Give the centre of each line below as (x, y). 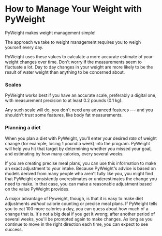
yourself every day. (24, 47)
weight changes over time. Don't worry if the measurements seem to (73, 62)
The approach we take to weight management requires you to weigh (73, 42)
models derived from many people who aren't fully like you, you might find (79, 173)
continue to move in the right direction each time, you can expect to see (77, 224)
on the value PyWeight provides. (37, 189)
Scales (13, 84)
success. (14, 229)
